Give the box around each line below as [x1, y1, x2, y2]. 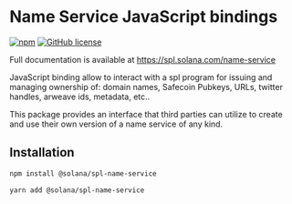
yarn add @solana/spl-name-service [9, 185, 145, 195]
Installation [9, 145, 75, 160]
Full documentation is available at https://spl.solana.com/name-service [9, 54, 276, 65]
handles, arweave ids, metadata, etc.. [9, 91, 151, 102]
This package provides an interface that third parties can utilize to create [9, 108, 283, 119]
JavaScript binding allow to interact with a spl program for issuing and [9, 71, 273, 83]
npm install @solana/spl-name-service [9, 168, 157, 178]
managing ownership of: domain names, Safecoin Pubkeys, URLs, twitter [9, 81, 283, 92]
